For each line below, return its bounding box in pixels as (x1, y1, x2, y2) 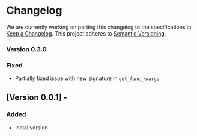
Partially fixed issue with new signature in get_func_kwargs (14, 75, 160, 82)
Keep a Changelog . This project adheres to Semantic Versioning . (6, 29, 166, 37)
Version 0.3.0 (6, 45, 47, 53)
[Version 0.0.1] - (6, 92, 68, 102)
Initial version (14, 124, 48, 131)
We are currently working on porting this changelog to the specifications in (6, 23, 192, 31)
